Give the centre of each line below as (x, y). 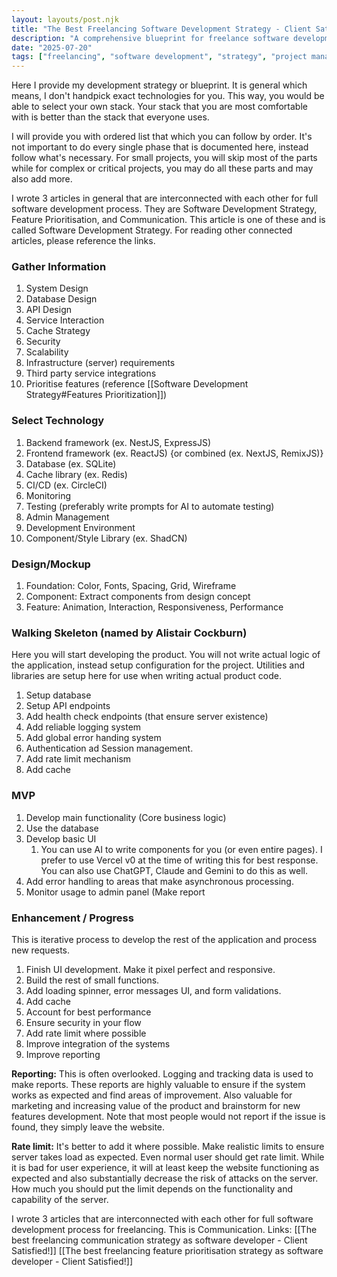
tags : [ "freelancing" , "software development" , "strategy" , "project (159, 57)
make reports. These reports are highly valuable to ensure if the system (158, 1084)
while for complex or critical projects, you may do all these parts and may (162, 168)
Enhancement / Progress (72, 918)
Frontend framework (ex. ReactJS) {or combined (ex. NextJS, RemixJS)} (174, 453)
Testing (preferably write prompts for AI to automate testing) (150, 506)
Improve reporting (63, 1054)
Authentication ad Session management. (109, 748)
